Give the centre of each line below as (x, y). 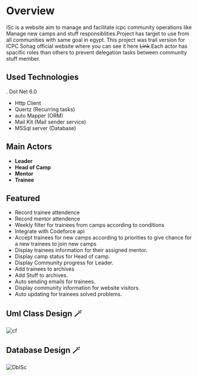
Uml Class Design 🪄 (44, 314)
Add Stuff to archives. (41, 275)
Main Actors (29, 147)
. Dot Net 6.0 (22, 91)
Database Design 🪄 (43, 350)
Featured (23, 198)
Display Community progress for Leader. (64, 263)
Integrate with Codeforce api (49, 231)
